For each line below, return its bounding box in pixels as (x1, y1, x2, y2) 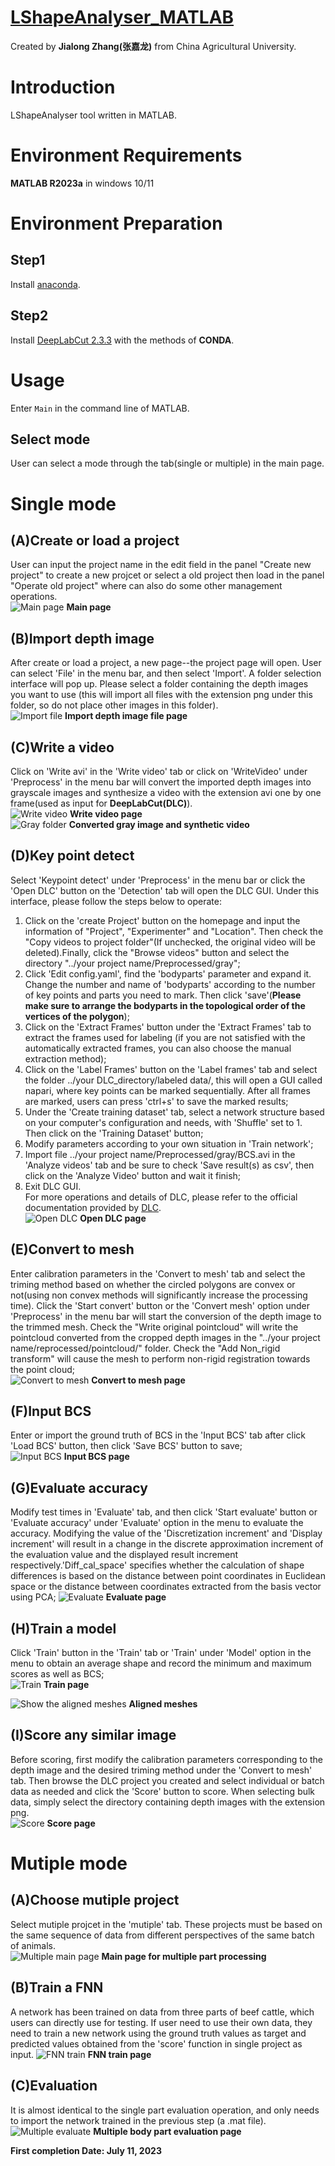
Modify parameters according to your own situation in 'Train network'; (24, 1137, 314, 1150)
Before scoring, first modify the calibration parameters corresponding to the (10, 1753, 324, 1765)
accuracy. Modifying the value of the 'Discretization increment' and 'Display (10, 1527, 323, 1540)
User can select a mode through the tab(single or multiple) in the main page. (10, 457, 325, 470)
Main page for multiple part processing (101, 1950, 267, 1962)
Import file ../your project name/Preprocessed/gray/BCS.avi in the (24, 1148, 296, 1160)
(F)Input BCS (10, 1403, 92, 1420)
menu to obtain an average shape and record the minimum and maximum (10, 1657, 312, 1670)
